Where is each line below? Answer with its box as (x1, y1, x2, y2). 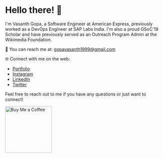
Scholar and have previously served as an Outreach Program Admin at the (5, 31, 157, 37)
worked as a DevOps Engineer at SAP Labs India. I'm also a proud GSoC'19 (5, 26, 159, 32)
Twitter (12, 81, 27, 87)
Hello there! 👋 (5, 4, 62, 16)
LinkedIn (12, 76, 30, 82)
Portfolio (12, 65, 30, 71)
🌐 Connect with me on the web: (5, 55, 71, 61)
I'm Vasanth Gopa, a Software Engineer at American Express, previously (5, 21, 153, 27)
